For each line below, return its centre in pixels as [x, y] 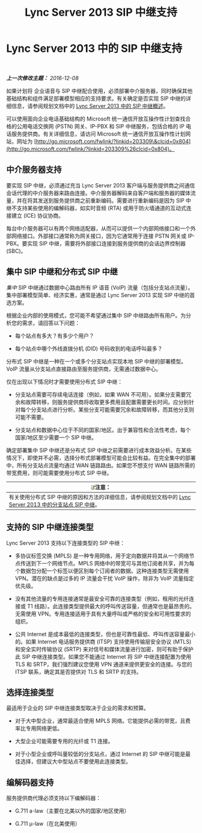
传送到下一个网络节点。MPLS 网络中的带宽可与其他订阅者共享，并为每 [107, 563]
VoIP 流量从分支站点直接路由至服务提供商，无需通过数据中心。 [84, 369]
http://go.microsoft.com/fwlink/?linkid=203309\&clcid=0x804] [113, 141]
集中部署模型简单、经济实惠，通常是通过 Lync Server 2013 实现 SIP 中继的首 [101, 295]
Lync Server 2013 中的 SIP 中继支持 [94, 49]
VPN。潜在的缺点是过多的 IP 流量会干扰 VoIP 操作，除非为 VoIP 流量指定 [104, 578]
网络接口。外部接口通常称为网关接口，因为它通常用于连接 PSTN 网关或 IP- [103, 236]
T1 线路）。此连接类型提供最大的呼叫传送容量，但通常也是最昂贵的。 [111, 606]
